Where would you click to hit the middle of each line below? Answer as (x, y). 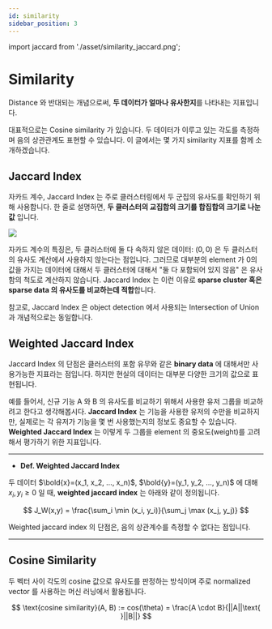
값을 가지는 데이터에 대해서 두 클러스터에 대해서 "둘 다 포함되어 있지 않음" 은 (128, 270)
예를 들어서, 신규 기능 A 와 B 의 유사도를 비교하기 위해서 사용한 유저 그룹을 (125, 401)
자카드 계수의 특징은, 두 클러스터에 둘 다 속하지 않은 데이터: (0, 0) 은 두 (119, 250)
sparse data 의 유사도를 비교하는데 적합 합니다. (82, 290)
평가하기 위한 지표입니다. (62, 442)
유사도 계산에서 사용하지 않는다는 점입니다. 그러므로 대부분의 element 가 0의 (137, 259)
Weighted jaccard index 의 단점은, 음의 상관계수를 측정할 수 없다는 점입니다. (130, 527)
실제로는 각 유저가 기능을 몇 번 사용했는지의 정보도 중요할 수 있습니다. (128, 421)
